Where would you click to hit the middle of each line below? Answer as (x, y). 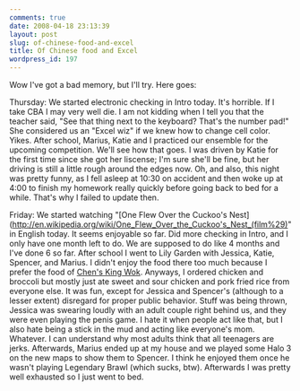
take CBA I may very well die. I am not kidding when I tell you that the (137, 112)
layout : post (34, 34)
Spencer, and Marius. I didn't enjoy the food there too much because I (138, 262)
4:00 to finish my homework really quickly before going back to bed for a (144, 188)
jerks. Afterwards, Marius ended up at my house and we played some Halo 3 (150, 348)
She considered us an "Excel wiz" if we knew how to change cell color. (140, 130)
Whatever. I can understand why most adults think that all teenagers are (142, 339)
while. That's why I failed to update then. (84, 197)
